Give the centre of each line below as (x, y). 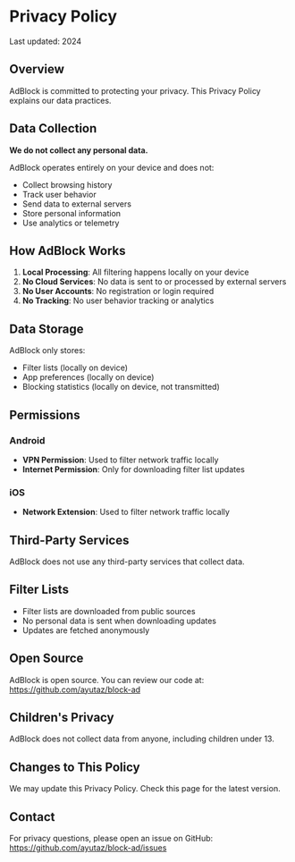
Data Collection (53, 128)
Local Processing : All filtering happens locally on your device (135, 272)
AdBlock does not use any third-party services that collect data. (127, 562)
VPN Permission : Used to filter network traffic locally (120, 460)
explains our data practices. (60, 100)
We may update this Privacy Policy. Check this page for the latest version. (145, 789)
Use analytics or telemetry (71, 223)
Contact (32, 817)
